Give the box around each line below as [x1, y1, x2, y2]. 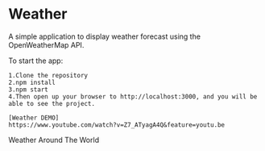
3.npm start [8, 86, 48, 94]
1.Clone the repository [8, 71, 89, 79]
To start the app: [8, 56, 64, 65]
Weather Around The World [8, 135, 99, 145]
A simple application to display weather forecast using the [8, 31, 201, 41]
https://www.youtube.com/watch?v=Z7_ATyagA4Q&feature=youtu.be [8, 120, 226, 129]
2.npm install [8, 78, 56, 86]
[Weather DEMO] [8, 114, 60, 122]
